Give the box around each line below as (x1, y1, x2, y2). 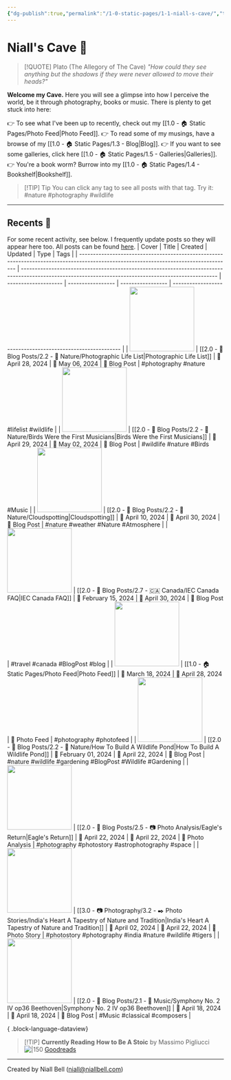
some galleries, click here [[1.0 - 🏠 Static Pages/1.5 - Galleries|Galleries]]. (7, 149, 218, 158)
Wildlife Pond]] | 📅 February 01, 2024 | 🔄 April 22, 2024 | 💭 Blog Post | (7, 750, 205, 759)
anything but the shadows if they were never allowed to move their (23, 70, 214, 78)
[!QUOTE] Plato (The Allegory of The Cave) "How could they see (23, 63, 207, 71)
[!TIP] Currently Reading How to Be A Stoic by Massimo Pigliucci (23, 1038, 210, 1046)
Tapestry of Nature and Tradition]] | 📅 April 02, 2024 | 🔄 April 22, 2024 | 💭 (7, 924, 217, 932)
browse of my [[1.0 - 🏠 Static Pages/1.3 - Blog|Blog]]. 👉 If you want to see (7, 139, 221, 148)
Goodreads (44, 1046, 77, 1054)
